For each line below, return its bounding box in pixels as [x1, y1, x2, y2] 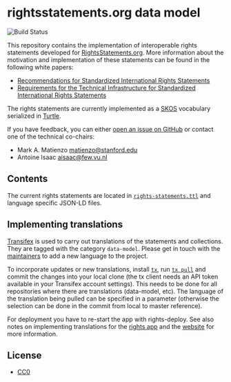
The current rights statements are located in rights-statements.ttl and [7, 191, 212, 199]
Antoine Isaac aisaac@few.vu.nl [17, 153, 108, 161]
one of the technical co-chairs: [7, 132, 95, 141]
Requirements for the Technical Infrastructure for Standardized [17, 83, 197, 92]
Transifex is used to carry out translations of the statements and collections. [7, 237, 223, 245]
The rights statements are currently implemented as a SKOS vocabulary [7, 104, 211, 112]
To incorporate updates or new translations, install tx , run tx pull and [7, 265, 206, 273]
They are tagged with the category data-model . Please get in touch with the [7, 244, 221, 252]
